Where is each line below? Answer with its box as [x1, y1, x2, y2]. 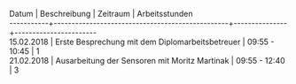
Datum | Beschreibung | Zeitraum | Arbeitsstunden [9, 9, 193, 19]
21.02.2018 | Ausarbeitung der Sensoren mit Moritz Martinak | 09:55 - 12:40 [9, 56, 285, 65]
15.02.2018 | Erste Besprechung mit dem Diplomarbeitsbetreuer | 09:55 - [9, 36, 275, 47]
